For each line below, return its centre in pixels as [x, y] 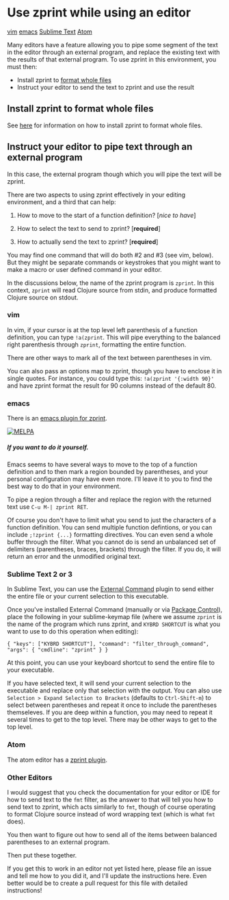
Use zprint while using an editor [99, 13]
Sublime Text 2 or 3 [40, 575]
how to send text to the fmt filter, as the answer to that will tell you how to [110, 800]
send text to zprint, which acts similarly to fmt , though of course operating [111, 807]
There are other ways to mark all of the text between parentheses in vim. [109, 358]
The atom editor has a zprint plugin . [57, 760]
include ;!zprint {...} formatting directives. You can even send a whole [110, 535]
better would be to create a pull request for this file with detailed [97, 883]
